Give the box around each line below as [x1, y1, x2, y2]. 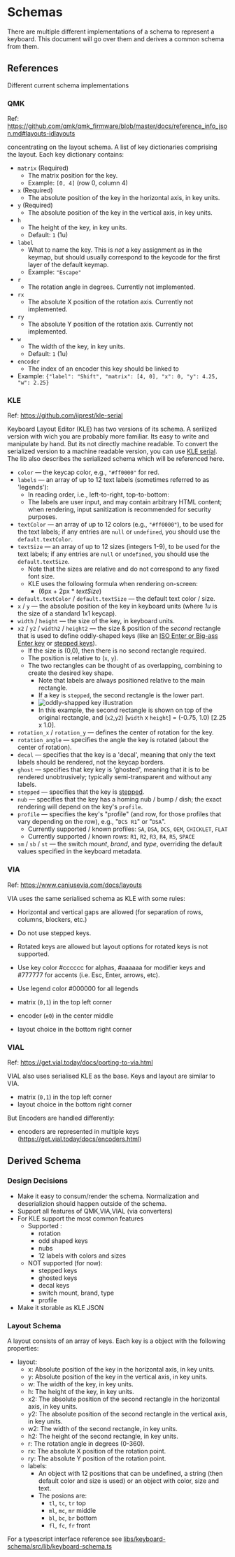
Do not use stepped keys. [17, 928, 92, 937]
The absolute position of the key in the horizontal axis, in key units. [27, 194, 220, 202]
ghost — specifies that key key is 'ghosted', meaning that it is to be [17, 765, 210, 774]
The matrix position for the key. [27, 171, 118, 180]
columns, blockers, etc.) [17, 915, 87, 923]
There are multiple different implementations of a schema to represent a [7, 27, 215, 36]
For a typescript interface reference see [7, 1535, 122, 1543]
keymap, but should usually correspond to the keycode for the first [27, 253, 220, 262]
